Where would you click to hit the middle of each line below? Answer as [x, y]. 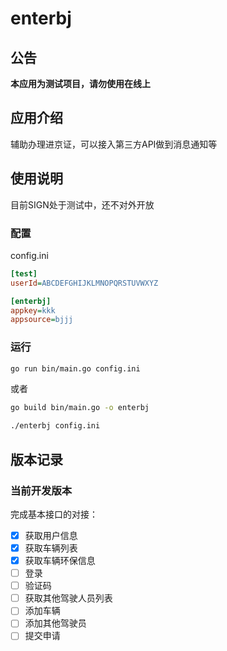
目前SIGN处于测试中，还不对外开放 [82, 204]
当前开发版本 [41, 490]
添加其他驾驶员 [55, 623]
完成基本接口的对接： [54, 514]
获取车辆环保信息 [60, 561]
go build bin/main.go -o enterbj [80, 408]
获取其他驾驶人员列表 [68, 598]
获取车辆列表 [51, 548]
